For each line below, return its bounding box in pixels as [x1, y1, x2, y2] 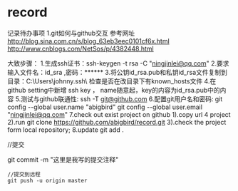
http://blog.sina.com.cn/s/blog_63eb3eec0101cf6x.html [7, 36, 170, 45]
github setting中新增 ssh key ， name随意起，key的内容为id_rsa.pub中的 [7, 86, 220, 94]
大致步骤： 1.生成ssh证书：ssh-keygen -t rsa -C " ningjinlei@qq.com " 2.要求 [7, 58, 229, 68]
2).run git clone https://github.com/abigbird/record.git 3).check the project [7, 118, 227, 126]
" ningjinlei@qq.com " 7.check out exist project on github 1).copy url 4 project [7, 110, 231, 118]
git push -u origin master [7, 177, 88, 184]
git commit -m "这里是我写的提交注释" [7, 155, 119, 164]
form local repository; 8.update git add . [7, 125, 124, 134]
